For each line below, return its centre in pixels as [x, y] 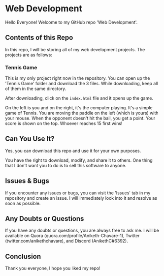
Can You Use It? [30, 139]
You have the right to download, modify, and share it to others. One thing [79, 160]
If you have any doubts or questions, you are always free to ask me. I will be [82, 230]
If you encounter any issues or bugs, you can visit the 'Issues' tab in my [78, 193]
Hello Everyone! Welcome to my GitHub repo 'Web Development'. [71, 22]
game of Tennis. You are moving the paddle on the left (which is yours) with [82, 113]
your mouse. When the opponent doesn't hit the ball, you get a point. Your [80, 118]
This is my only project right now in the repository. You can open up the [78, 78]
